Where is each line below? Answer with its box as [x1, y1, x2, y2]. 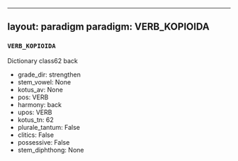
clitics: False [17, 131, 55, 139]
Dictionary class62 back [7, 56, 78, 65]
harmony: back [17, 100, 62, 109]
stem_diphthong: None [17, 145, 84, 154]
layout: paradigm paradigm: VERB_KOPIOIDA [7, 21, 210, 33]
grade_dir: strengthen [17, 70, 81, 79]
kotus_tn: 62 [17, 115, 55, 124]
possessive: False [17, 138, 70, 146]
